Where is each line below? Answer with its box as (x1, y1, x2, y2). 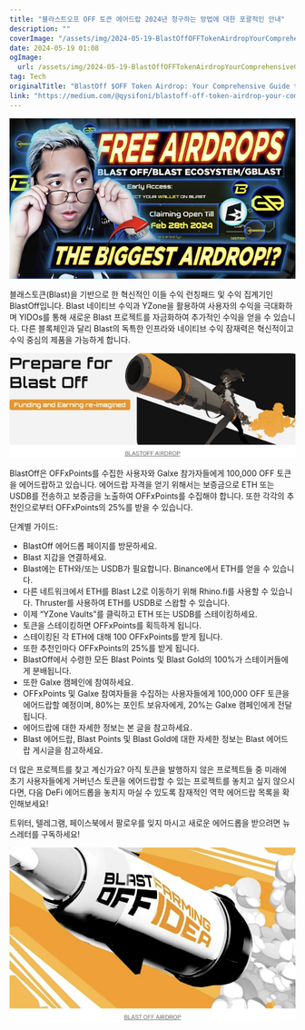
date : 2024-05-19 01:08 (9, 44, 100, 53)
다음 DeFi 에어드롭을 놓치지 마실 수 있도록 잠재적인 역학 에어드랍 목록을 (28, 787, 280, 798)
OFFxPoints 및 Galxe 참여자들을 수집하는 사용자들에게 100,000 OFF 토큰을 (22, 688, 290, 699)
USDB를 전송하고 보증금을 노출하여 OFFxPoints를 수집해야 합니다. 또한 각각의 (9, 490, 285, 501)
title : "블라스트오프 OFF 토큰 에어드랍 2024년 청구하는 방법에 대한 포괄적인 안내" (9, 15, 286, 24)
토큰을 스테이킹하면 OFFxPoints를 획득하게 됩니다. (22, 620, 202, 631)
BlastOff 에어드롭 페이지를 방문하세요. (22, 540, 157, 551)
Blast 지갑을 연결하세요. (22, 552, 107, 563)
